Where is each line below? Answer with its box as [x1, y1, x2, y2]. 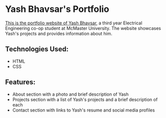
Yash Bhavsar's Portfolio [5, 3, 110, 15]
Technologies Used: [5, 45, 69, 53]
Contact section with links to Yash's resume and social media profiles [12, 107, 155, 113]
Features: [5, 78, 36, 87]
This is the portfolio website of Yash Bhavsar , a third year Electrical [5, 20, 143, 26]
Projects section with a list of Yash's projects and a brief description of [12, 96, 158, 103]
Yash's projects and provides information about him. [5, 30, 113, 36]
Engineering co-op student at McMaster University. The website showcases [5, 25, 161, 31]
